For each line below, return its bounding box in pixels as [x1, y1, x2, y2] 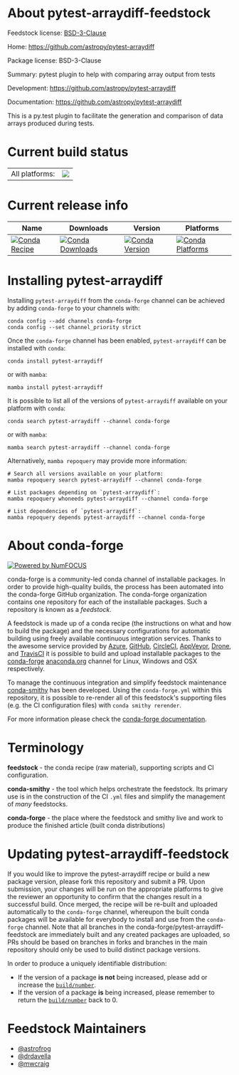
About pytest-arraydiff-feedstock [7, 5, 211, 21]
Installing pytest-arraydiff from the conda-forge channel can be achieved [7, 296, 225, 304]
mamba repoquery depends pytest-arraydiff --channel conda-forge [7, 514, 205, 521]
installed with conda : [7, 343, 66, 352]
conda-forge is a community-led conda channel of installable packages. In [7, 575, 225, 583]
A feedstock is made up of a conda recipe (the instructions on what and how [7, 618, 232, 628]
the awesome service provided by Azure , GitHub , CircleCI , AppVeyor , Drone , [7, 641, 232, 650]
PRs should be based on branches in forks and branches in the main [7, 938, 208, 946]
